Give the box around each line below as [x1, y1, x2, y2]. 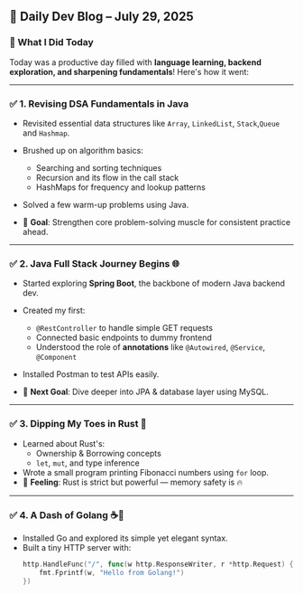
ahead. [22, 226, 49, 237]
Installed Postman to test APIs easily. [22, 369, 160, 380]
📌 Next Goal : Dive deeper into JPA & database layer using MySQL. [22, 386, 269, 398]
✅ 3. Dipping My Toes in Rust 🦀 [9, 418, 147, 430]
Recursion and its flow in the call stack [35, 172, 179, 183]
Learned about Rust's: [22, 438, 106, 448]
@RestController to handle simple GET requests [35, 323, 214, 334]
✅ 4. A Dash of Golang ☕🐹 [9, 508, 124, 521]
